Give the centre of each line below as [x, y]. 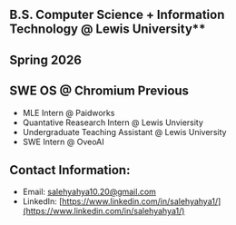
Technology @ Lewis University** [108, 29]
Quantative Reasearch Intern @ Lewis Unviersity [113, 122]
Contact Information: [70, 170]
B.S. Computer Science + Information [117, 15]
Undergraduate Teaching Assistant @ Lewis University [124, 132]
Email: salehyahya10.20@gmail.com [89, 192]
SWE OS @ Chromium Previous [99, 91]
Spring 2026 [45, 59]
